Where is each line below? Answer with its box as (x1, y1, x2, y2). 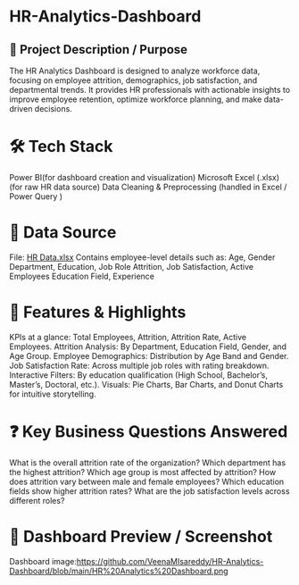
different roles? (9, 495, 65, 506)
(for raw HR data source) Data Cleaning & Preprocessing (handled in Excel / (9, 181, 287, 192)
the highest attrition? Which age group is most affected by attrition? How (9, 466, 277, 477)
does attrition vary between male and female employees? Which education (9, 476, 285, 487)
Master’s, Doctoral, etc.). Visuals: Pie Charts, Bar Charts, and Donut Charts (9, 379, 284, 389)
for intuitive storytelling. (9, 389, 96, 399)
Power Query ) (9, 190, 63, 202)
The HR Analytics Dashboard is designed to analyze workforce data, (9, 65, 261, 76)
